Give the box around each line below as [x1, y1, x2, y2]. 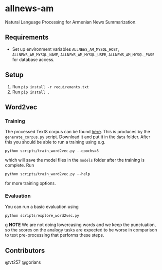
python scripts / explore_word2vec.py [5, 213, 79, 218]
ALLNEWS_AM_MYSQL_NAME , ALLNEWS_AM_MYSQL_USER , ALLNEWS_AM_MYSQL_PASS [12, 51, 155, 57]
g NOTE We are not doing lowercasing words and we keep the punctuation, [5, 222, 156, 228]
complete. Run [5, 162, 34, 168]
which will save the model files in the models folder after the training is [5, 157, 145, 163]
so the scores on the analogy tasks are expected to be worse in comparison [5, 227, 157, 233]
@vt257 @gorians [5, 259, 41, 265]
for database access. [12, 57, 55, 62]
